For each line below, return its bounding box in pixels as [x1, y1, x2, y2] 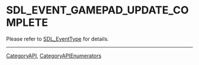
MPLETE [6, 16, 49, 29]
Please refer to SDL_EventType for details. [6, 35, 110, 42]
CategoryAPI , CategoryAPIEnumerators [6, 52, 102, 59]
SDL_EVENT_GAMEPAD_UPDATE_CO [6, 4, 189, 17]
